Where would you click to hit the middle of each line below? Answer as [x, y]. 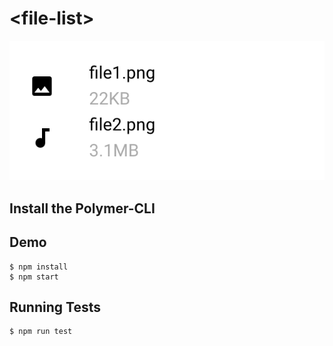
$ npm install [39, 267]
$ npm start [34, 277]
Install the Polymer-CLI [82, 208]
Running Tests [55, 307]
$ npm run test [41, 332]
